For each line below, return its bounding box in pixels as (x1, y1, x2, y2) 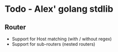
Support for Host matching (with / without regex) (11, 36, 112, 42)
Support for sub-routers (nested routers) (11, 41, 96, 47)
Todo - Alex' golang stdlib (4, 3, 114, 15)
